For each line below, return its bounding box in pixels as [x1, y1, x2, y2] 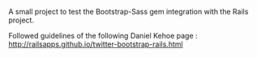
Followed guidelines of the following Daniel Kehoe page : [8, 31, 198, 40]
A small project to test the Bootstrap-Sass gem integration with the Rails [8, 7, 249, 16]
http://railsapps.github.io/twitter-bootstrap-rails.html [8, 39, 184, 49]
